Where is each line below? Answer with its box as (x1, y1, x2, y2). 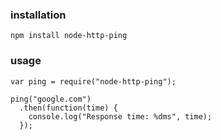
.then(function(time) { (19, 103, 118, 113)
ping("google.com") (10, 94, 92, 104)
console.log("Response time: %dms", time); (28, 111, 213, 122)
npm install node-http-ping (10, 31, 128, 41)
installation (10, 8, 67, 22)
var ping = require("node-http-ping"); (10, 76, 177, 87)
